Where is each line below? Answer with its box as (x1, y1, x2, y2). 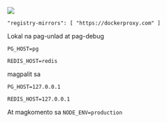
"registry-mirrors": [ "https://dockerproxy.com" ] (7, 20, 161, 27)
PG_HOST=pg (7, 45, 39, 52)
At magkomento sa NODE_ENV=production (7, 108, 123, 116)
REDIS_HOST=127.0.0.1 (7, 96, 71, 103)
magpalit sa (7, 70, 41, 78)
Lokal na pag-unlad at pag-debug (7, 32, 105, 40)
